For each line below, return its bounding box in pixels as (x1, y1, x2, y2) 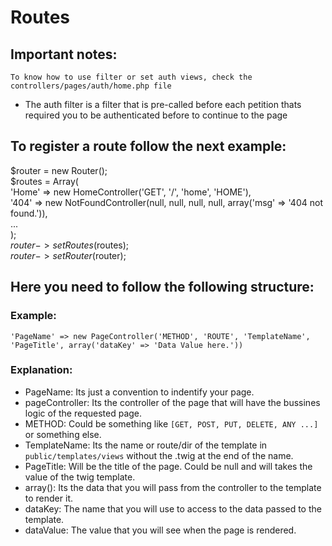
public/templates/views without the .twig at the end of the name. (24, 449, 294, 461)
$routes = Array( (10, 175, 79, 187)
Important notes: (10, 46, 118, 63)
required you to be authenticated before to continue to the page (24, 109, 288, 121)
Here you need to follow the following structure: (10, 279, 315, 296)
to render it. (24, 492, 73, 504)
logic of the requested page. (24, 407, 143, 419)
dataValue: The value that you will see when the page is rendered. (24, 524, 297, 536)
